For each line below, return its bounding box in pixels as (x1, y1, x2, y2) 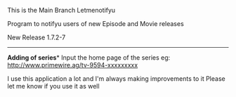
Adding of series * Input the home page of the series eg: (7, 53, 171, 62)
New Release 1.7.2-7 (7, 33, 66, 41)
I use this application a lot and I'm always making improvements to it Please (7, 75, 226, 83)
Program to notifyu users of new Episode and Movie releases (7, 20, 184, 27)
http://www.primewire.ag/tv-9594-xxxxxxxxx (7, 61, 138, 69)
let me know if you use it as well (7, 82, 100, 90)
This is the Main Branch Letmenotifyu (7, 6, 116, 14)
